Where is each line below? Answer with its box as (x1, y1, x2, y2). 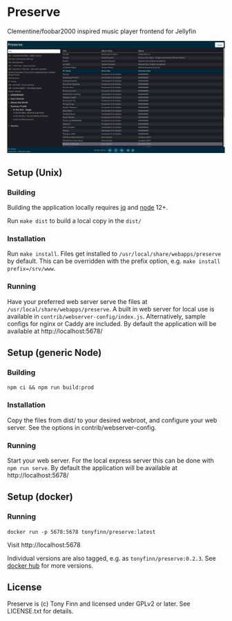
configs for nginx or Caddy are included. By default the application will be (7, 319, 217, 327)
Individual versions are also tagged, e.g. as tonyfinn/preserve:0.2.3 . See (7, 554, 216, 562)
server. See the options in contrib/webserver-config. (7, 423, 157, 431)
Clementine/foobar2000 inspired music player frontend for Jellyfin (7, 27, 197, 35)
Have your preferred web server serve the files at (7, 297, 148, 305)
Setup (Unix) (7, 167, 63, 179)
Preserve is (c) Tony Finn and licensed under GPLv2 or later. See (7, 600, 191, 608)
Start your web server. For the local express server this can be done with (7, 456, 214, 465)
